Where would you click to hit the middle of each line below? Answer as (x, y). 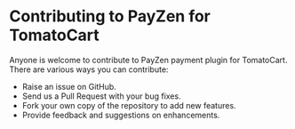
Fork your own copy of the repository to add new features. (129, 105)
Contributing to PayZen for (110, 16)
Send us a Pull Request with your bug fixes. (101, 96)
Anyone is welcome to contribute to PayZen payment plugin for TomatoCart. (148, 60)
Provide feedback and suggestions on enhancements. (121, 115)
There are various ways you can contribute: (89, 69)
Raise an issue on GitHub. (69, 86)
